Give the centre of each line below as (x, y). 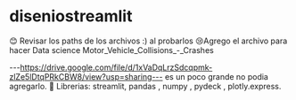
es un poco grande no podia (217, 76)
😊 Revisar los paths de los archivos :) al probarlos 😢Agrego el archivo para (148, 41)
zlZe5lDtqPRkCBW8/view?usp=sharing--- (86, 76)
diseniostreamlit (71, 16)
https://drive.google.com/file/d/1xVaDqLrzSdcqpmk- (116, 67)
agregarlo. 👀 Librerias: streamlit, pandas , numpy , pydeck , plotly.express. (145, 86)
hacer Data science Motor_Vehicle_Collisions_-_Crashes (111, 50)
